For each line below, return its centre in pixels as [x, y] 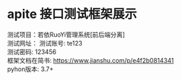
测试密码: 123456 [32, 52]
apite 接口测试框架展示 [72, 14]
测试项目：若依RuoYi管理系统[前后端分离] [66, 34]
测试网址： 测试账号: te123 [45, 43]
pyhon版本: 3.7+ [31, 69]
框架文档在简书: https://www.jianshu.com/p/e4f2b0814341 [90, 60]
